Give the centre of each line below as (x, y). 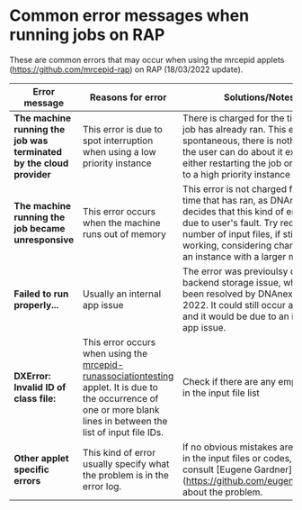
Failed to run (41, 294)
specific (31, 469)
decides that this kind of (234, 211)
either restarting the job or (238, 163)
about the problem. (223, 492)
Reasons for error (128, 97)
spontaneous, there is (228, 141)
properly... (36, 305)
